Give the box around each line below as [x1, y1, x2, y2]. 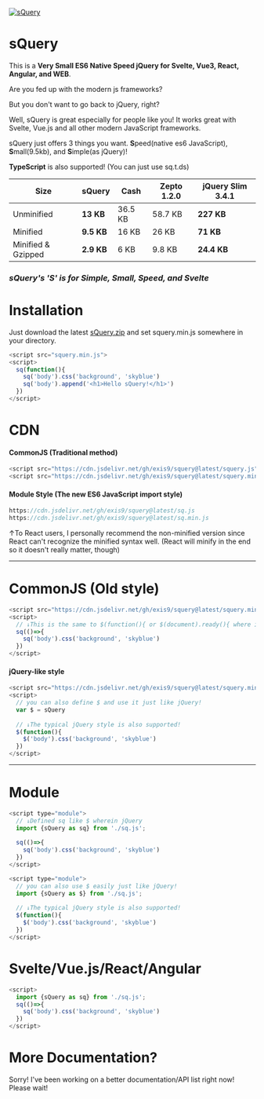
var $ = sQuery [16, 705, 66, 714]
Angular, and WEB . [9, 69, 71, 79]
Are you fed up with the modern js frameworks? [9, 84, 163, 93]
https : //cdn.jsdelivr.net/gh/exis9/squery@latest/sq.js [9, 507, 195, 515]
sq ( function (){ [16, 365, 66, 373]
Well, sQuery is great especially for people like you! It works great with [9, 115, 237, 124]
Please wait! [9, 1083, 49, 1092]
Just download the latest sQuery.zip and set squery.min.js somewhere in [9, 327, 244, 337]
